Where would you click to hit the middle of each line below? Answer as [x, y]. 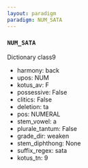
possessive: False [42, 92]
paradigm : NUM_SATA [35, 20]
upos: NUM [33, 77]
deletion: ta [33, 106]
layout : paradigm [32, 13]
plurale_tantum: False [47, 128]
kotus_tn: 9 [32, 158]
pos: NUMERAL [39, 114]
